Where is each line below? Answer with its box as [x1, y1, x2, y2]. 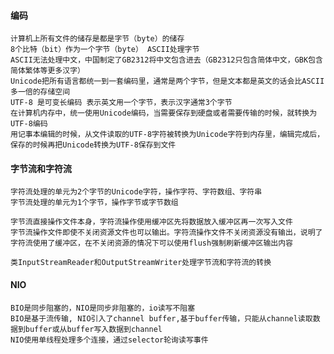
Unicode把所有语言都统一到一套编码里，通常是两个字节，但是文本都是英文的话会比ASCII [10, 76, 325, 87]
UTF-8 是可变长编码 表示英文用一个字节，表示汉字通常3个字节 [10, 98, 233, 108]
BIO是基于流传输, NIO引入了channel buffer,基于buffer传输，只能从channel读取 [10, 313, 313, 324]
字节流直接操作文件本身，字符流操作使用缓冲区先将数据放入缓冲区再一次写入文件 [10, 217, 293, 227]
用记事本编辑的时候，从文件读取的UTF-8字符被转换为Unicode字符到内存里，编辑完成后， [10, 130, 325, 140]
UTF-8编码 [10, 119, 48, 129]
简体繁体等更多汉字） [10, 66, 85, 76]
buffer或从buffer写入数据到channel [24, 324, 163, 334]
